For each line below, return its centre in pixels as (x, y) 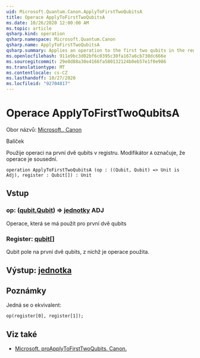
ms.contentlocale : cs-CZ (37, 73)
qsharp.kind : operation (36, 34)
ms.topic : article (29, 28)
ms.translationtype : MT (36, 67)
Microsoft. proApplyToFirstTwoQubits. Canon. (71, 348)
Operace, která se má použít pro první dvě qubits (66, 223)
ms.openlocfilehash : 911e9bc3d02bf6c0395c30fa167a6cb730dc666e (86, 56)
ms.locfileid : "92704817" (38, 84)
